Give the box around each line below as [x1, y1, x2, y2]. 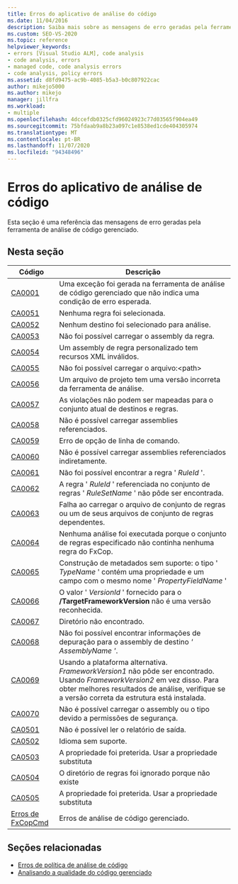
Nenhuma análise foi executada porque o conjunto [59, 529, 227, 539]
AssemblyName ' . [59, 646, 118, 656]
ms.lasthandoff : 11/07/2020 [7, 142, 91, 150]
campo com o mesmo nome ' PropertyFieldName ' [59, 576, 227, 586]
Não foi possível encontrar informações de [59, 628, 201, 638]
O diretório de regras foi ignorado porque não [59, 768, 210, 778]
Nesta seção [7, 246, 64, 258]
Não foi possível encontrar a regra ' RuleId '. [59, 467, 205, 477]
